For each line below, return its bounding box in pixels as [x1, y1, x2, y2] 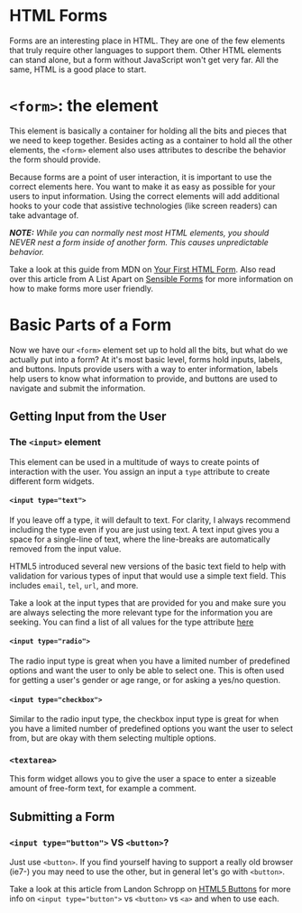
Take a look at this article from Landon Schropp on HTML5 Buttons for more [9, 884, 291, 895]
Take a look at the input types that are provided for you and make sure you [9, 597, 287, 608]
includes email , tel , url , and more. [9, 580, 139, 590]
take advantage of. [9, 209, 79, 221]
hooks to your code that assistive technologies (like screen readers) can [9, 200, 278, 211]
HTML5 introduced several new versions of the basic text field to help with [9, 561, 287, 571]
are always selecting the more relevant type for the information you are [9, 607, 273, 617]
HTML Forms [9, 5, 108, 26]
